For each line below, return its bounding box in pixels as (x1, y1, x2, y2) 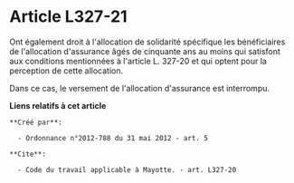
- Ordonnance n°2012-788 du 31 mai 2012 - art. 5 (17, 133, 208, 142)
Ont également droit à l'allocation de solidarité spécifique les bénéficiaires (9, 36, 286, 47)
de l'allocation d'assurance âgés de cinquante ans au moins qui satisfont (9, 45, 280, 56)
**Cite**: (9, 149, 47, 159)
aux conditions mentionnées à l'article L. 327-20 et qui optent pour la (9, 55, 267, 66)
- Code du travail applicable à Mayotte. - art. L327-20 (17, 165, 237, 174)
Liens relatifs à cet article (9, 100, 107, 111)
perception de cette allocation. (9, 65, 124, 76)
